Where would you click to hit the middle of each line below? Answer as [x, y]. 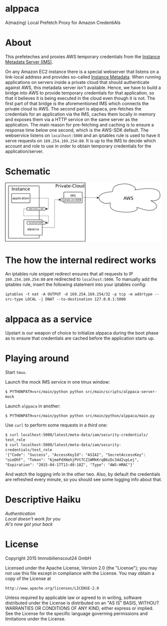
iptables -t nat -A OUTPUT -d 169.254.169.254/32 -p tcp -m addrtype [79, 294]
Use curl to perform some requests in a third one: [56, 425]
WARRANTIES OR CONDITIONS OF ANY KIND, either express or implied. [79, 608]
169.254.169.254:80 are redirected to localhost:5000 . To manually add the [81, 279]
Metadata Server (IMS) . [29, 62]
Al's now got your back [29, 524]
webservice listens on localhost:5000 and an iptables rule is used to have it [83, 135]
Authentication [20, 513]
